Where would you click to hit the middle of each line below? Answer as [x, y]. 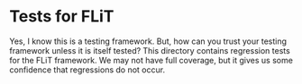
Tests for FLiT [62, 17]
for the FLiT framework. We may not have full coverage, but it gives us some [151, 60]
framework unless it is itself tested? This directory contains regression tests [150, 50]
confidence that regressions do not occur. [87, 70]
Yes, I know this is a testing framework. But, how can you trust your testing [148, 41]
